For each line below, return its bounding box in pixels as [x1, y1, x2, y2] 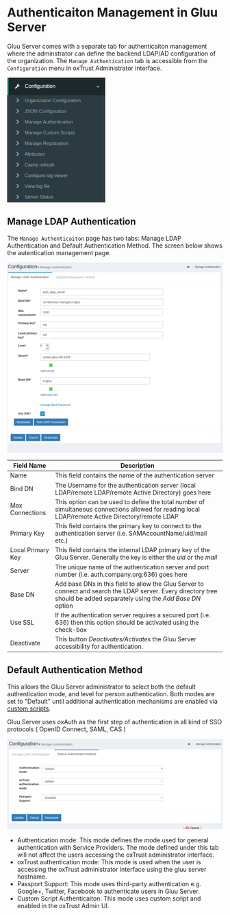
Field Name [13, 462, 47, 470]
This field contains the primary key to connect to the [55, 522, 202, 530]
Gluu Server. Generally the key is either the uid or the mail [55, 554, 218, 562]
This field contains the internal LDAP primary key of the [55, 546, 210, 554]
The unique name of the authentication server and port [55, 562, 209, 571]
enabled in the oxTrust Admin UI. [16, 901, 110, 910]
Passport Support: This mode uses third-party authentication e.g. [16, 879, 202, 888]
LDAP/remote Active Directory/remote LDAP [55, 512, 179, 521]
